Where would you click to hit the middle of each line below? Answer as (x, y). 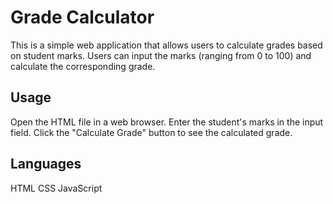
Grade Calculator (82, 17)
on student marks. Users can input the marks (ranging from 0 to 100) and (161, 55)
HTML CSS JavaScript (56, 188)
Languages (46, 164)
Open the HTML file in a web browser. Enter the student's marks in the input (167, 122)
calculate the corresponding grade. (83, 66)
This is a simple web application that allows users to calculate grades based (166, 45)
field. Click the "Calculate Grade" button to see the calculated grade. (151, 132)
